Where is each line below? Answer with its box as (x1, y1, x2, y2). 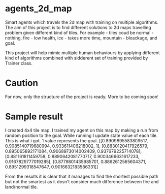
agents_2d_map (5, 3, 72, 14)
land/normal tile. (5, 184, 38, 190)
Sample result (5, 111, 63, 122)
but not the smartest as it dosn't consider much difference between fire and (5, 178, 159, 185)
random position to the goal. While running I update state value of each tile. (5, 132, 158, 138)
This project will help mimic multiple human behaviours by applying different (5, 50, 160, 56)
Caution (5, 77, 38, 89)
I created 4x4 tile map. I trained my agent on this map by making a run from (5, 127, 159, 133)
